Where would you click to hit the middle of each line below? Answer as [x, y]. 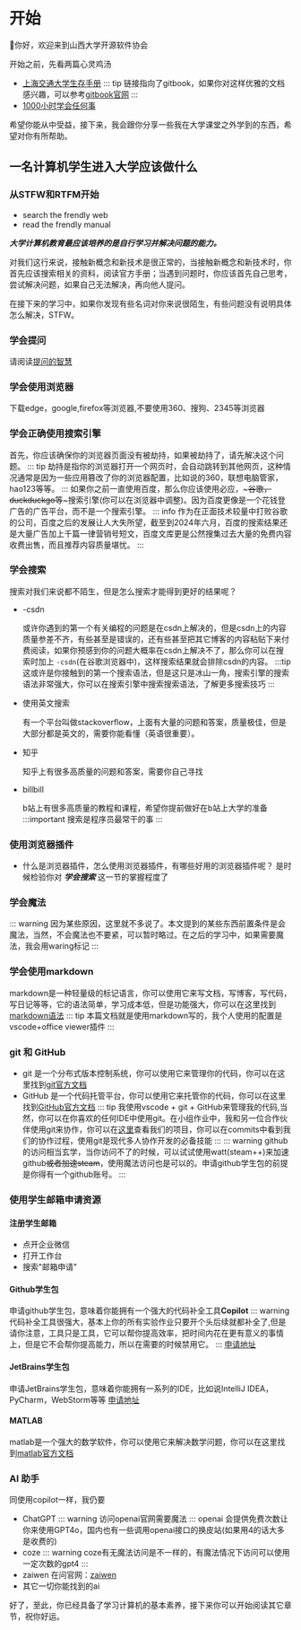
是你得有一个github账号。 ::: [74, 1174]
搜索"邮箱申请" [50, 1267]
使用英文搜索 [46, 703]
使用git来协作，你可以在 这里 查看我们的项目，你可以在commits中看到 [157, 1129]
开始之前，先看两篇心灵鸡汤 [60, 64]
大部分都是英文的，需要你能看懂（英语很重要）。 [111, 733]
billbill [33, 789]
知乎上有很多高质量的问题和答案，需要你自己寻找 [112, 771]
